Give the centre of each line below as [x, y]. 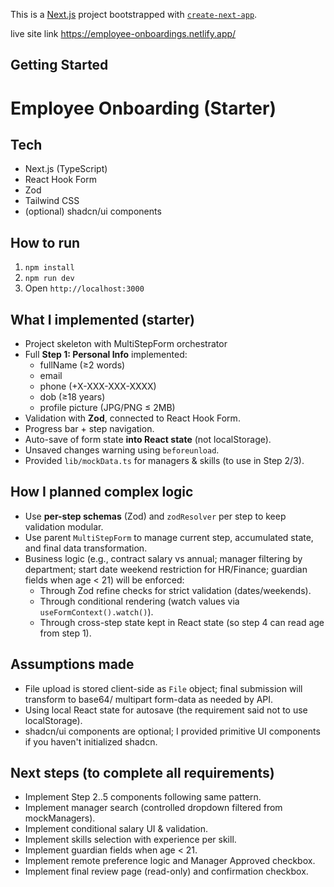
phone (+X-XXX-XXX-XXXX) [98, 386]
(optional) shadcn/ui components [93, 211]
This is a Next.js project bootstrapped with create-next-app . [134, 14]
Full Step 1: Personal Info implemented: [106, 355]
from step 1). [65, 633]
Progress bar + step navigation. [89, 429]
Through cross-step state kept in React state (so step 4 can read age [182, 622]
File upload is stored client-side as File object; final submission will [163, 688]
